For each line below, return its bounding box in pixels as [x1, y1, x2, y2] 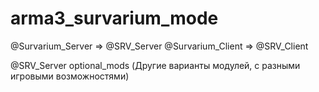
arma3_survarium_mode [10, 7, 219, 30]
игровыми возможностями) [10, 70, 130, 82]
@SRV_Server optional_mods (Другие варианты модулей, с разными [10, 59, 301, 71]
